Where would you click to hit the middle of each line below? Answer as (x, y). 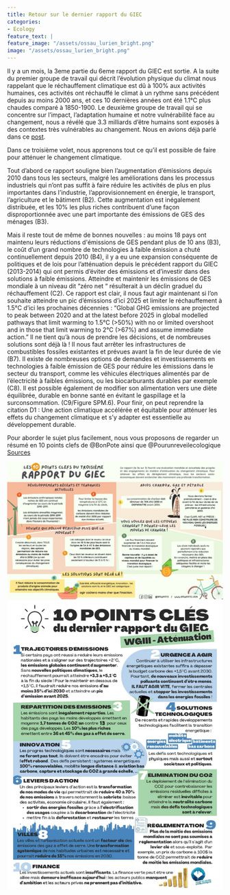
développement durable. (42, 425)
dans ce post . (26, 137)
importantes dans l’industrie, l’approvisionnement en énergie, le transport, (111, 193)
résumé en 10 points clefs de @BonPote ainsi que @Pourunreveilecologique (114, 445)
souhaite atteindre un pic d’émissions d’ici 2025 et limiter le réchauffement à (115, 301)
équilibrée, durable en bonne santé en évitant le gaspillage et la (97, 395)
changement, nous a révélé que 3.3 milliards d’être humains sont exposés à (113, 122)
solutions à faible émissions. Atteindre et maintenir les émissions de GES (109, 279)
